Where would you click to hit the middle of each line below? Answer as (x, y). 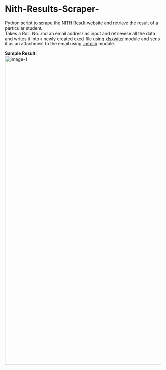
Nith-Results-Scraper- (52, 9)
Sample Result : (21, 53)
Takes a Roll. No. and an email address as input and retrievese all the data (80, 33)
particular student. (24, 28)
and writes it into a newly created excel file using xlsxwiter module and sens (83, 39)
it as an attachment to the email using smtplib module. (60, 43)
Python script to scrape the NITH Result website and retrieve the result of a (82, 23)
